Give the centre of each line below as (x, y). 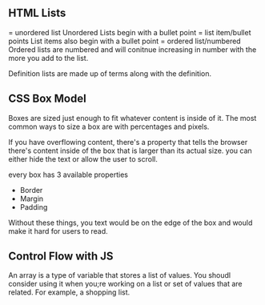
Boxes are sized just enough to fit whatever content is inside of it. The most (132, 118)
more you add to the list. (48, 58)
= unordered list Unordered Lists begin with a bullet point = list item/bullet (130, 32)
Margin (32, 199)
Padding (34, 207)
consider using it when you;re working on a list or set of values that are (125, 284)
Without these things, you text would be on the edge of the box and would (130, 223)
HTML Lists (37, 13)
